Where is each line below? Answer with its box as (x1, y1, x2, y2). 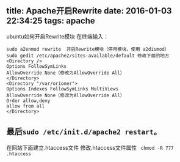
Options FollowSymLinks (6, 63, 67, 69)
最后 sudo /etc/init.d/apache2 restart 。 (6, 127, 162, 137)
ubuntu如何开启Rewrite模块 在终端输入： (6, 32, 109, 40)
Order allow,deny (6, 97, 51, 104)
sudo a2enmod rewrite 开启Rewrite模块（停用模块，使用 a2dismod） (6, 46, 170, 52)
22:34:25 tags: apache (6, 16, 96, 26)
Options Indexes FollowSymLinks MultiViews (6, 86, 119, 92)
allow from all (6, 103, 45, 109)
